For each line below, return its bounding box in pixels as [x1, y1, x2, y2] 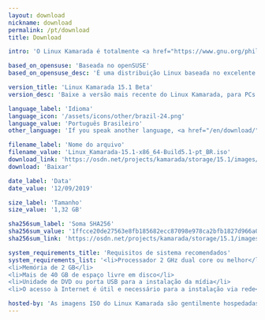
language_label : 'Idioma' [8, 105, 93, 112]
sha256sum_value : [8, 227, 65, 236]
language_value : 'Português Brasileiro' [8, 120, 144, 127]
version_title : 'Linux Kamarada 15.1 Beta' [8, 83, 154, 91]
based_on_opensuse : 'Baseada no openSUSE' [8, 62, 150, 70]
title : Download [8, 33, 62, 42]
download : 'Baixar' [8, 163, 73, 171]
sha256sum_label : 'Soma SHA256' [8, 220, 114, 228]
